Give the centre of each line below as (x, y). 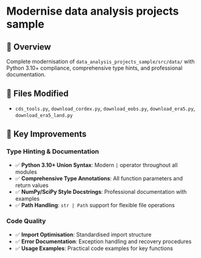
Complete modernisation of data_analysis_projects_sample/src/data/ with (100, 61)
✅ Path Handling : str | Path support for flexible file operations (95, 205)
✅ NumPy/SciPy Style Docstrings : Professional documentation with (101, 191)
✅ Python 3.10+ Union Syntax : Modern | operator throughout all (96, 165)
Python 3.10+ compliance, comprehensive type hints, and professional (94, 68)
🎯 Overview (29, 47)
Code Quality (26, 221)
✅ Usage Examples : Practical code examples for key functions (94, 248)
